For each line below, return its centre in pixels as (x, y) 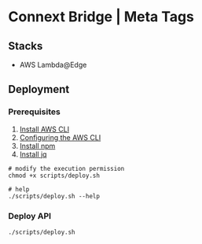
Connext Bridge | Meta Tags (101, 17)
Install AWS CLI (44, 129)
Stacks (26, 46)
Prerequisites (34, 112)
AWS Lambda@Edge (53, 65)
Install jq (33, 154)
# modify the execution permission (66, 168)
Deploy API (30, 216)
